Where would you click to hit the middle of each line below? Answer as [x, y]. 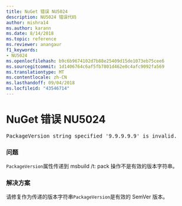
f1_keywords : [22, 50]
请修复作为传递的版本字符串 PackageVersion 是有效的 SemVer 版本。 [87, 197]
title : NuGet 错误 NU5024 [37, 12]
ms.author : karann [29, 28]
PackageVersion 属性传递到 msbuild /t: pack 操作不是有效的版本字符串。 [92, 166]
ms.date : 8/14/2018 [30, 34]
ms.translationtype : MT [35, 72]
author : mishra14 [27, 22]
